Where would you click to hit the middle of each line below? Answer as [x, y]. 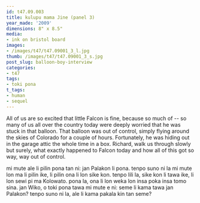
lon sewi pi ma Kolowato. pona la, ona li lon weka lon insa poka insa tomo [96, 181]
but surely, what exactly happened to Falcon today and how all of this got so [100, 150]
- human [16, 95]
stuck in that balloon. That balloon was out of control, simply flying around [98, 131]
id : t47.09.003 [25, 12]
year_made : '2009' [29, 23]
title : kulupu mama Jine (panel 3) [51, 17]
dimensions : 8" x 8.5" [34, 29]
